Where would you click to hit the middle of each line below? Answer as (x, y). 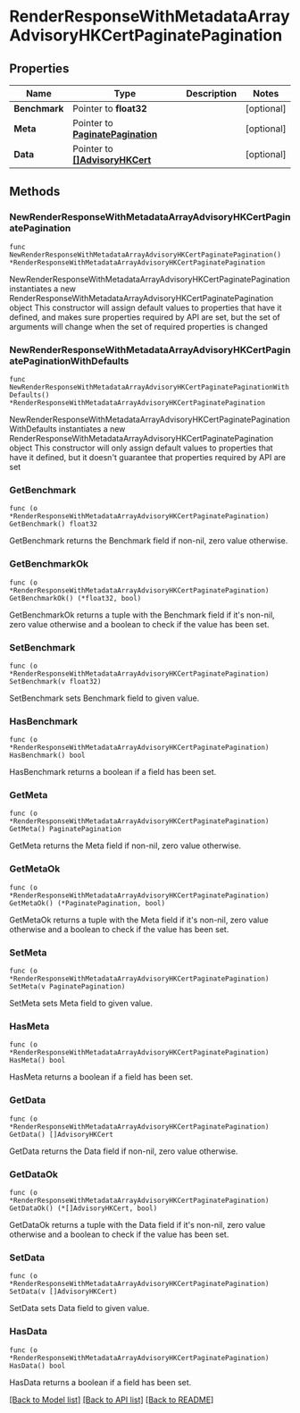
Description (212, 93)
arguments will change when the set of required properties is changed (138, 326)
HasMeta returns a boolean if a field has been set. (101, 1077)
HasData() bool (37, 1366)
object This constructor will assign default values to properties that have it (146, 307)
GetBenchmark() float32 (54, 525)
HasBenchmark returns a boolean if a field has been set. (113, 772)
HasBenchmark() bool (48, 756)
